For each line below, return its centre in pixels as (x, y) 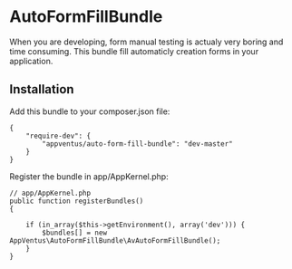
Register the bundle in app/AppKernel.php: (89, 176)
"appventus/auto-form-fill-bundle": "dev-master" (137, 144)
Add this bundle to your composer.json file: (90, 111)
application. (31, 61)
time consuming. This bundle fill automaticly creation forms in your (134, 51)
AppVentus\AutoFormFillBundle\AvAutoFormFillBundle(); (115, 240)
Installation (42, 89)
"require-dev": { (58, 136)
